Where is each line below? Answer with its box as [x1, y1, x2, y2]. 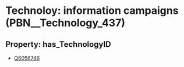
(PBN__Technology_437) [5, 16, 126, 29]
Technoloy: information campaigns [5, 4, 179, 17]
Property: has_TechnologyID [5, 39, 111, 49]
